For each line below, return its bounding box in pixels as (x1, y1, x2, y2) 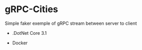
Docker (12, 39, 28, 46)
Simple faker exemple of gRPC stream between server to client (5, 20, 137, 26)
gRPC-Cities (5, 4, 58, 15)
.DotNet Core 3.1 (12, 30, 47, 36)
